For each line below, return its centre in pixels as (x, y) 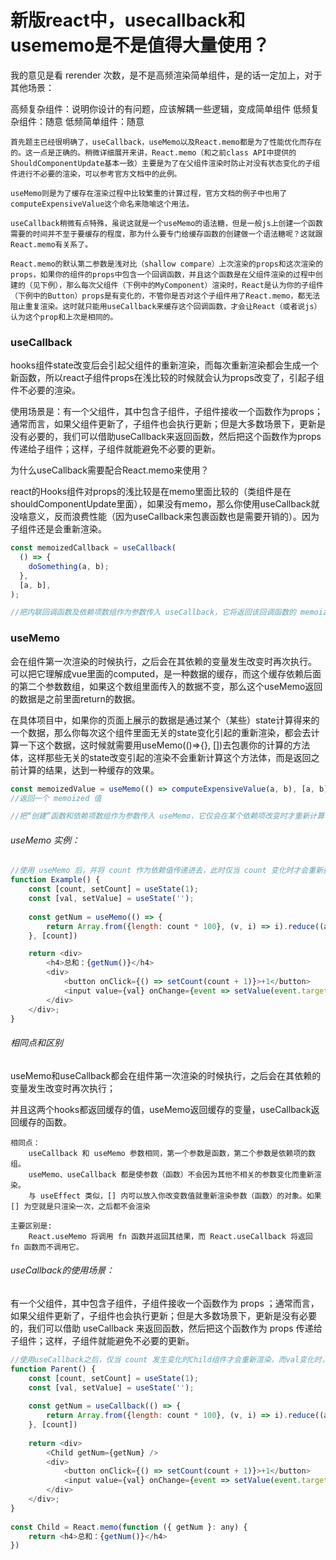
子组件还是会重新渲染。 (58, 529)
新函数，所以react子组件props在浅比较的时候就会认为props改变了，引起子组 (167, 378)
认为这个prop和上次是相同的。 (64, 317)
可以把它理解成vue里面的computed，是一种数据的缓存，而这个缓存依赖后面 (166, 673)
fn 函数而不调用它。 (47, 1247)
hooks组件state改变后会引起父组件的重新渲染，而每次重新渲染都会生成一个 (164, 365)
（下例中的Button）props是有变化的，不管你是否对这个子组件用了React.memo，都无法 (165, 296)
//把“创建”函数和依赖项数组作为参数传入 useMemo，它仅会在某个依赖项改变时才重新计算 (167, 816)
